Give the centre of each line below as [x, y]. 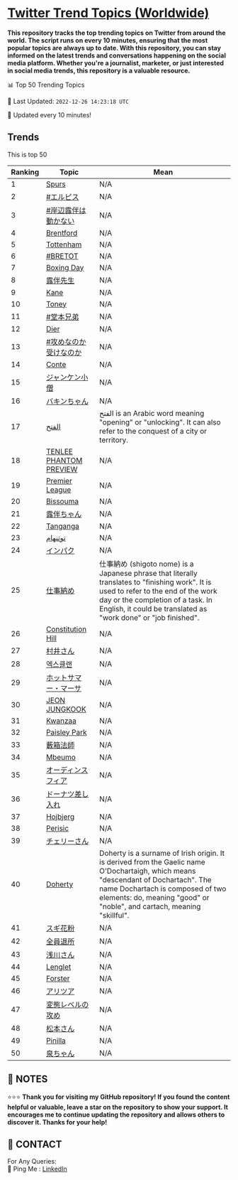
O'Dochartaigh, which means [147, 871]
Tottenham [64, 245]
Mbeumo [61, 757]
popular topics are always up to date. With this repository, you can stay [114, 48]
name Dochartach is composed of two [163, 889]
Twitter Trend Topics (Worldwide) [108, 13]
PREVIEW [62, 469]
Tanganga [63, 526]
